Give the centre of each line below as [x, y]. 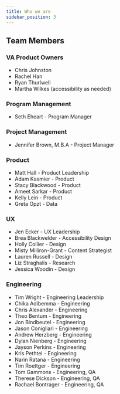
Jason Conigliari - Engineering [51, 328]
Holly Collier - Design [40, 244]
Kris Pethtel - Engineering [46, 353]
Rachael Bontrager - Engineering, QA [59, 384]
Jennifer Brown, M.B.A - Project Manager [64, 145]
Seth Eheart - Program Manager [53, 117]
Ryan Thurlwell [32, 83]
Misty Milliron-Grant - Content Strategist [63, 250]
